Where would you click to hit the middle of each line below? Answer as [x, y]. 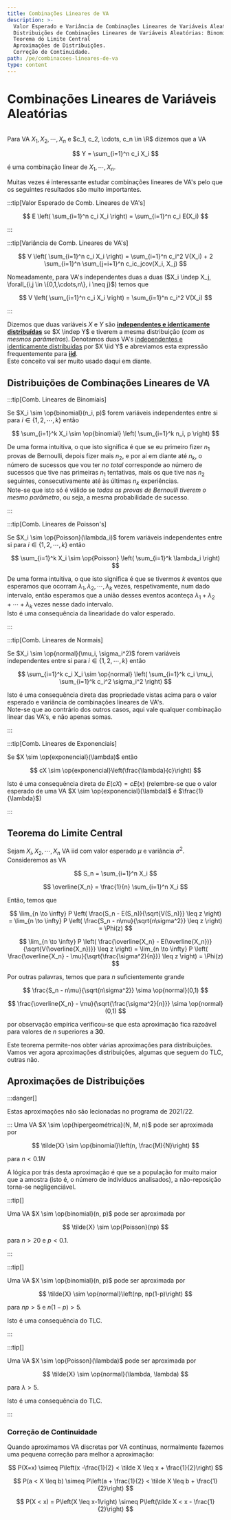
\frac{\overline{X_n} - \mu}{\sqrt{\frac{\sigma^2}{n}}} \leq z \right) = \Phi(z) [115, 956]
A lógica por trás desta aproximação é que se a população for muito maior [112, 1172]
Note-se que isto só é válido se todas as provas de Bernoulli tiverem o [107, 490]
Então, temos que [32, 900]
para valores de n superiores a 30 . [56, 1032]
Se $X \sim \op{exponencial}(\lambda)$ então [73, 757]
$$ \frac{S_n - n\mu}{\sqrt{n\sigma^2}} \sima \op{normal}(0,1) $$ [115, 990]
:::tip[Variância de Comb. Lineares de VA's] [68, 243]
